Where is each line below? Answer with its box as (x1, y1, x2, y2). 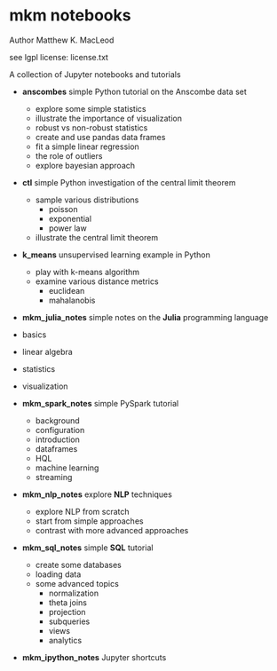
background (35, 414, 80, 426)
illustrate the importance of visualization (35, 113, 182, 123)
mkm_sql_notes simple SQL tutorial (21, 542, 154, 553)
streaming (35, 471, 73, 482)
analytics (48, 635, 83, 645)
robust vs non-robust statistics (35, 122, 148, 133)
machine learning (35, 462, 99, 473)
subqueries (48, 616, 91, 627)
